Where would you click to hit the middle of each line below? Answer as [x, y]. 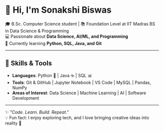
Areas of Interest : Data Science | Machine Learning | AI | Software [79, 93]
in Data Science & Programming [37, 31]
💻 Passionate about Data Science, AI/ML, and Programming [67, 36]
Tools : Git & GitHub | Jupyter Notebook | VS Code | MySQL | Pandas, [82, 82]
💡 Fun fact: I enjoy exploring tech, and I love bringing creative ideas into [77, 117]
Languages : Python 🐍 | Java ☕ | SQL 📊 [52, 75]
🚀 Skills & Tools [29, 63]
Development [26, 98]
